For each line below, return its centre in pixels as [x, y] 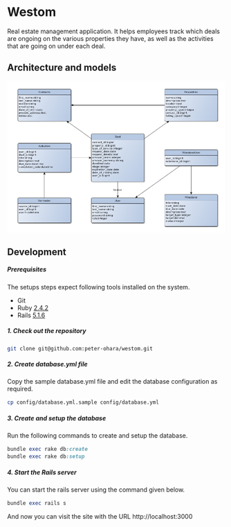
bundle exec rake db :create [48, 449]
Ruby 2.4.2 [33, 307]
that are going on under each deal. [56, 46]
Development [37, 252]
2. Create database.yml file [47, 364]
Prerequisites [27, 269]
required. [20, 389]
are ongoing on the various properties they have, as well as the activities [110, 38]
